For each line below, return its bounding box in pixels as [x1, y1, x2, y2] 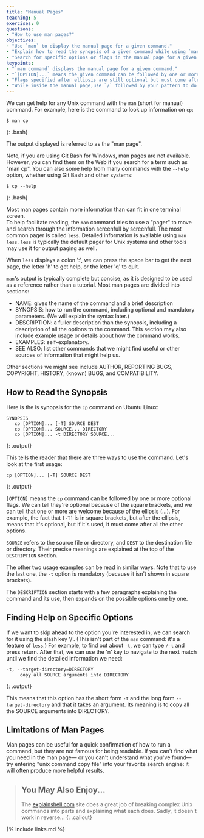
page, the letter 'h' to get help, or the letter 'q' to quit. [6, 263, 140, 270]
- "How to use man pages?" [6, 32, 75, 38]
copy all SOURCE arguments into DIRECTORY [19, 671, 129, 678]
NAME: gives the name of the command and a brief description [15, 299, 173, 307]
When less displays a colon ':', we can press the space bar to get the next [6, 257, 192, 263]
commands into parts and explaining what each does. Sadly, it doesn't [21, 808, 197, 815]
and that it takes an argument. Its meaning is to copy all [51, 701, 189, 708]
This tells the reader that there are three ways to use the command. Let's [6, 454, 189, 461]
